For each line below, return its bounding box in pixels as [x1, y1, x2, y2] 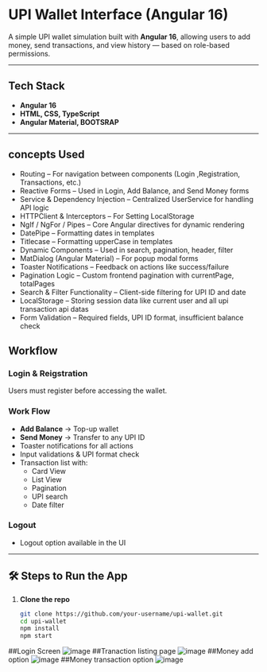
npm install [19, 624, 60, 633]
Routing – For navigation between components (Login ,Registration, [19, 169, 241, 178]
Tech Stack [8, 80, 65, 93]
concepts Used [8, 148, 85, 161]
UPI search [31, 491, 68, 501]
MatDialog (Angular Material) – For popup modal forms [19, 253, 199, 263]
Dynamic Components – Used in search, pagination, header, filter [19, 245, 234, 254]
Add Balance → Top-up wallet [19, 424, 119, 433]
